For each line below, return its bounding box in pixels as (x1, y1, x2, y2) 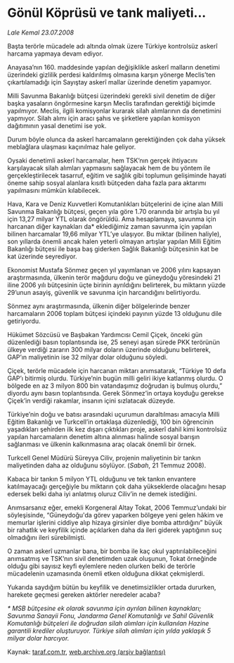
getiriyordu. (7, 317, 41, 325)
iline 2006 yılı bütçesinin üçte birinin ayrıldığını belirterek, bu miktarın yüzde (7, 280, 226, 289)
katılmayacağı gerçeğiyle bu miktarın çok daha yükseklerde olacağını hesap (7, 482, 226, 491)
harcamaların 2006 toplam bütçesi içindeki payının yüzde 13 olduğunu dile (7, 309, 222, 317)
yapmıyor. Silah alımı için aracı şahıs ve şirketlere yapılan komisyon (7, 114, 200, 122)
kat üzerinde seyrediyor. (7, 252, 77, 260)
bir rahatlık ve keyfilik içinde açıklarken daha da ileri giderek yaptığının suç (7, 526, 223, 534)
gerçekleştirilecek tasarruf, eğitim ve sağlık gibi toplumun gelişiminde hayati (7, 171, 227, 179)
